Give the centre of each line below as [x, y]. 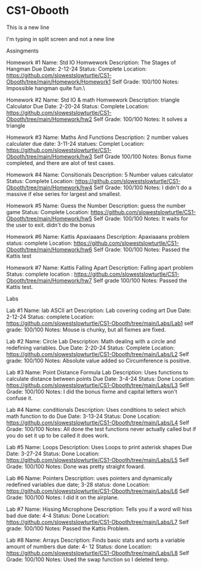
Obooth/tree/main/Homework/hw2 [49, 119]
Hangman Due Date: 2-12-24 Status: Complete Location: [77, 69]
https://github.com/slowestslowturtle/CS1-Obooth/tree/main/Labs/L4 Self [98, 422]
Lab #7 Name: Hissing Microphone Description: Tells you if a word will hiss [99, 509]
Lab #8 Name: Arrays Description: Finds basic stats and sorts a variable [96, 540]
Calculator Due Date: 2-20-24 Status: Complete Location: [78, 106]
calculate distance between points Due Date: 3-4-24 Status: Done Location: [101, 379]
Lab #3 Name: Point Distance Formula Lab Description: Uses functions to [97, 372]
